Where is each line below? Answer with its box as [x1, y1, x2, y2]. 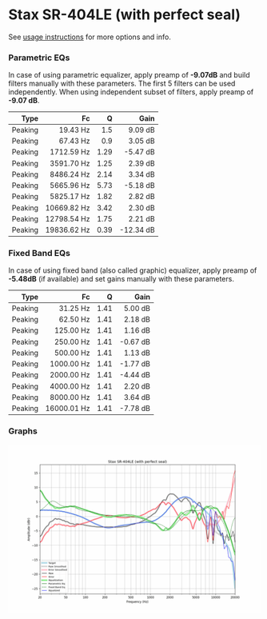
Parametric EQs [8, 52, 70, 63]
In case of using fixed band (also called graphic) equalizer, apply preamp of [8, 266, 257, 275]
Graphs [8, 425, 38, 437]
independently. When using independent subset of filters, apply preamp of [8, 87, 254, 97]
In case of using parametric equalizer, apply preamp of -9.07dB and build [8, 70, 250, 80]
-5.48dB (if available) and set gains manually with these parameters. [8, 274, 234, 284]
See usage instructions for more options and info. [8, 32, 172, 42]
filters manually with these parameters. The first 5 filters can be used [8, 78, 236, 89]
